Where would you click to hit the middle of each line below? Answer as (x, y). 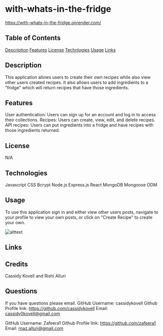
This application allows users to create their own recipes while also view (78, 77)
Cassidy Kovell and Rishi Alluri (35, 276)
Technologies (26, 173)
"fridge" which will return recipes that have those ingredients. (67, 87)
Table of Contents (33, 38)
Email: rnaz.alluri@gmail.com (34, 328)
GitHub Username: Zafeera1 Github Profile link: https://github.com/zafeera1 (81, 323)
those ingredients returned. (33, 130)
